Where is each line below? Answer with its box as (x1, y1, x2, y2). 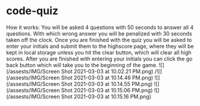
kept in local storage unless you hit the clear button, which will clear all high (6, 49, 192, 56)
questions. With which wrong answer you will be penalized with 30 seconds (6, 30, 192, 37)
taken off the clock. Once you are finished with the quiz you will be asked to (6, 36, 192, 43)
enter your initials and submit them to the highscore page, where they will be (6, 43, 194, 50)
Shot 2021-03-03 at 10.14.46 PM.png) (61, 74, 154, 81)
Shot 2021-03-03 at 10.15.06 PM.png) (61, 86, 153, 94)
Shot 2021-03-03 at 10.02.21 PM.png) (61, 68, 154, 75)
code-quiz (6, 4, 58, 18)
